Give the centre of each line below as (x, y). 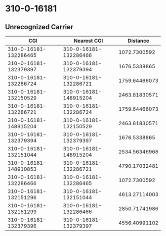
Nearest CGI (88, 41)
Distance (139, 41)
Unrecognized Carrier (39, 27)
